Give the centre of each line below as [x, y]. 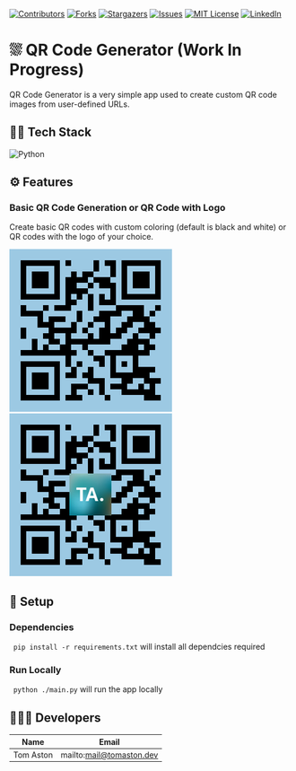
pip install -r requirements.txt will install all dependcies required [139, 647]
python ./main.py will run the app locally [88, 689]
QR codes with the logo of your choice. [82, 237]
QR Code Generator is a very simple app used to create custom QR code [144, 94]
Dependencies [42, 626]
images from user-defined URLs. [70, 104]
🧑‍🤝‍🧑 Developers [55, 718]
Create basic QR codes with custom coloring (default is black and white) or [148, 227]
